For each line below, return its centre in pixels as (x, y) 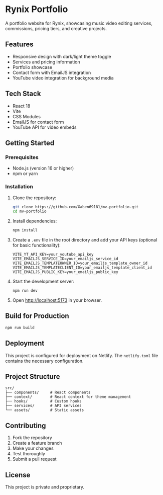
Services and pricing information (46, 62)
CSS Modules (27, 116)
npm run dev (25, 291)
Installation (19, 187)
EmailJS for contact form (38, 122)
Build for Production (37, 316)
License (18, 475)
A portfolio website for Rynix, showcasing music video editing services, (79, 23)
